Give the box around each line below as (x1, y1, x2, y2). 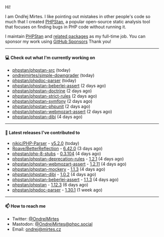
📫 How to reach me (5, 203, 46, 209)
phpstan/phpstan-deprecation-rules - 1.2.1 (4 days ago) (12, 156, 124, 162)
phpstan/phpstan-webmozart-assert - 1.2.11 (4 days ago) (12, 161, 127, 167)
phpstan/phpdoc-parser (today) (12, 78, 77, 83)
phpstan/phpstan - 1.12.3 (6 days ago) (12, 182, 89, 188)
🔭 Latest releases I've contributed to (5, 129, 80, 136)
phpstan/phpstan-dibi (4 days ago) (12, 114, 83, 120)
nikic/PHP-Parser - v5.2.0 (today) (12, 140, 80, 146)
